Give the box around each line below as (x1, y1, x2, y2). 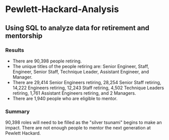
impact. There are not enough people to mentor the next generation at (5, 125, 151, 131)
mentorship (5, 31, 43, 40)
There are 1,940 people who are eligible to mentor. (12, 95, 118, 101)
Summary (5, 108, 30, 115)
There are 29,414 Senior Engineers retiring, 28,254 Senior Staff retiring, (12, 79, 161, 85)
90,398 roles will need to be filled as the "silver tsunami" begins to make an (5, 119, 162, 125)
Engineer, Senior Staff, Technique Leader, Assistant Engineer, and (12, 68, 149, 75)
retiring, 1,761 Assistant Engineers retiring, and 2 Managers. (12, 90, 136, 96)
